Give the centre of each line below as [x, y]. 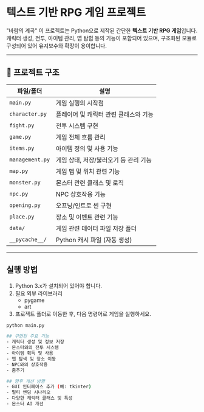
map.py [19, 171]
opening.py [25, 205]
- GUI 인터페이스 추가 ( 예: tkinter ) [49, 387]
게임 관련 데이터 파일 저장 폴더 [96, 228]
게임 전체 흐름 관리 [81, 137]
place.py [22, 216]
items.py [22, 148]
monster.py [25, 182]
